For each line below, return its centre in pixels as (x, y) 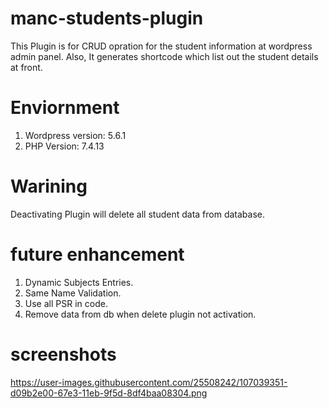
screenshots (63, 354)
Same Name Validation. (73, 293)
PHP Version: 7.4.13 (64, 146)
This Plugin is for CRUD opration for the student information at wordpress (161, 46)
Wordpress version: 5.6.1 (75, 135)
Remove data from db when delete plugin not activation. (140, 314)
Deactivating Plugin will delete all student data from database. (137, 214)
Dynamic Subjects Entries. (79, 282)
